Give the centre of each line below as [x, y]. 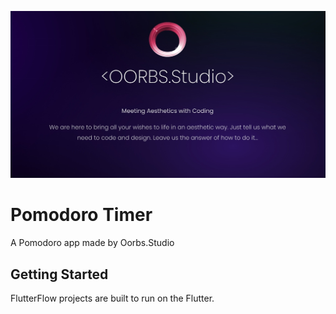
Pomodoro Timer [81, 215]
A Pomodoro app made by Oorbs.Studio [92, 243]
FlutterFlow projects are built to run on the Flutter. [112, 298]
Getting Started [59, 274]
